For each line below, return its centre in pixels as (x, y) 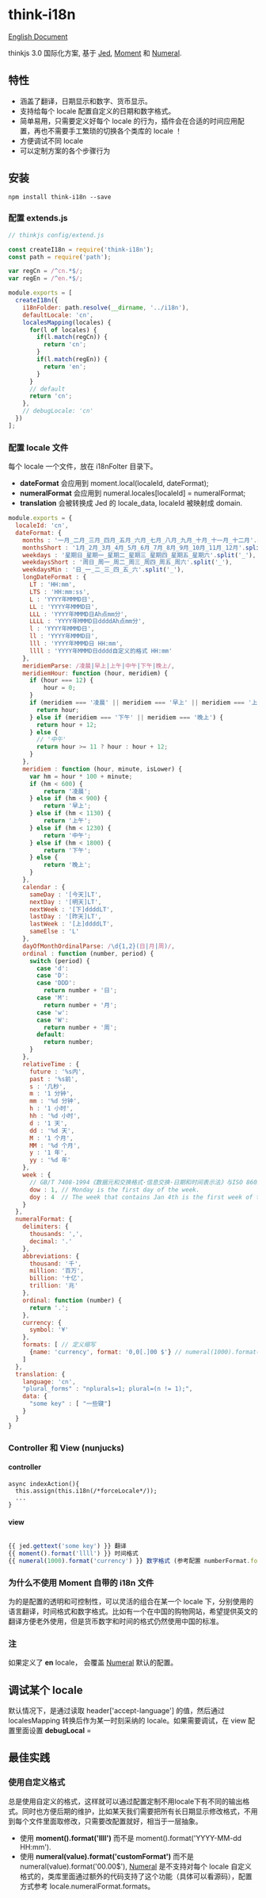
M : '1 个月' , (51, 1138)
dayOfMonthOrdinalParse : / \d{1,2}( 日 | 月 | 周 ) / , (99, 946)
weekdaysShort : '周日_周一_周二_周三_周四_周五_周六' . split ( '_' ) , (127, 562)
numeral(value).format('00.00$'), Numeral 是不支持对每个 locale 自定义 (135, 1866)
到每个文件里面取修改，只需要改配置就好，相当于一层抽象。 (105, 1821)
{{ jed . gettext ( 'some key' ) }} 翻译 (67, 1546)
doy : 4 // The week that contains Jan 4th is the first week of (141, 1197)
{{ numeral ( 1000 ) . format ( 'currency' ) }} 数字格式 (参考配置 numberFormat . (129, 1561)
